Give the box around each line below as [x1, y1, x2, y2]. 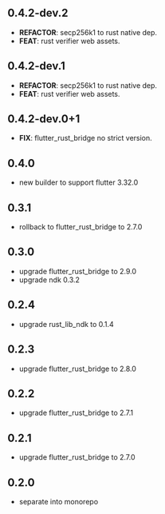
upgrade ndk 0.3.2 [18, 275, 81, 285]
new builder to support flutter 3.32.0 [18, 177, 139, 187]
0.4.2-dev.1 [7, 59, 65, 73]
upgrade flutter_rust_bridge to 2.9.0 [18, 266, 137, 276]
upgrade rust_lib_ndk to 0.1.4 [18, 319, 114, 329]
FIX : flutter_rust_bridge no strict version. [18, 133, 152, 143]
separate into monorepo [18, 496, 99, 506]
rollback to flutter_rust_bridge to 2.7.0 [18, 222, 143, 232]
